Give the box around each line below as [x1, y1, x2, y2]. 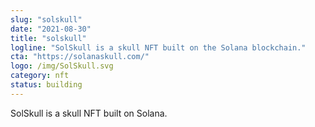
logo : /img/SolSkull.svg [10, 61, 114, 71]
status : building [10, 80, 83, 90]
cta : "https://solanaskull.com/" [10, 52, 150, 62]
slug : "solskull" [10, 14, 83, 25]
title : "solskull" [10, 33, 87, 43]
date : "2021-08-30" [10, 24, 92, 34]
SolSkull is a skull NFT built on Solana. [10, 107, 168, 119]
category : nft [10, 71, 70, 81]
